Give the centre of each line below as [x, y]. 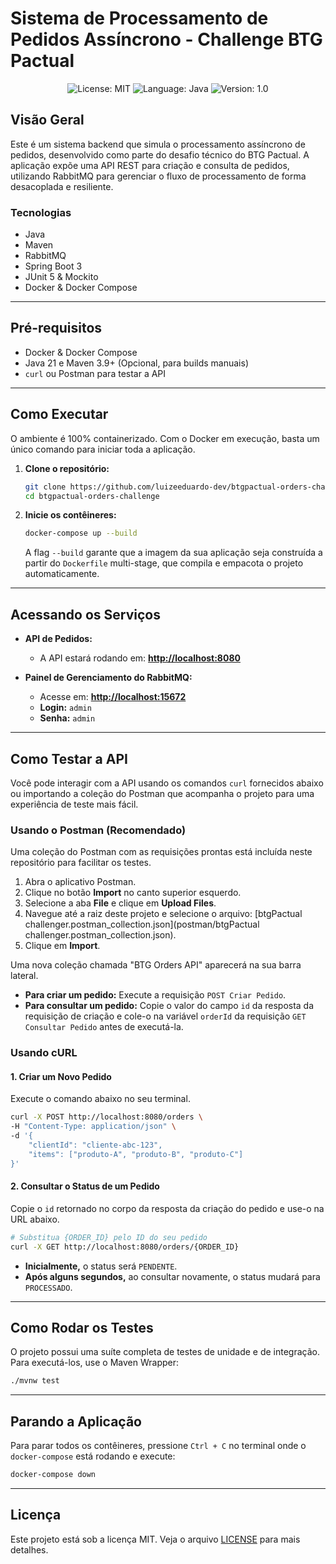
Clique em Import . [62, 946]
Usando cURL [44, 1053]
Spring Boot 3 [53, 266]
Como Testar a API [69, 758]
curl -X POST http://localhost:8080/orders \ [106, 1117]
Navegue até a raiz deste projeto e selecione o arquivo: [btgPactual [163, 914]
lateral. [24, 976]
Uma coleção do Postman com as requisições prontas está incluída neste [161, 852]
